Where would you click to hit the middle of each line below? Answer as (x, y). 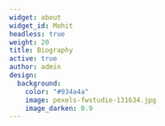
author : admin (35, 67)
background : (39, 83)
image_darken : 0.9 (59, 108)
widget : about (35, 17)
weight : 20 (29, 42)
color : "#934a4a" (57, 91)
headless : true (37, 34)
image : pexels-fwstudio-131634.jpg (91, 100)
